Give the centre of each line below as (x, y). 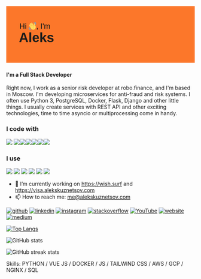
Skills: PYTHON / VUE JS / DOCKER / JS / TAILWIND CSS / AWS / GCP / (95, 263)
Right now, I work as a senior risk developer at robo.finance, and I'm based (98, 88)
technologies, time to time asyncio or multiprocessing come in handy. (92, 113)
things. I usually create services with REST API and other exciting (86, 107)
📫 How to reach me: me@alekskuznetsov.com (72, 197)
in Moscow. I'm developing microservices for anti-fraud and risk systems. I (98, 94)
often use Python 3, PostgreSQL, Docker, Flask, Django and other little (93, 101)
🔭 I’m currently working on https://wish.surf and (74, 184)
